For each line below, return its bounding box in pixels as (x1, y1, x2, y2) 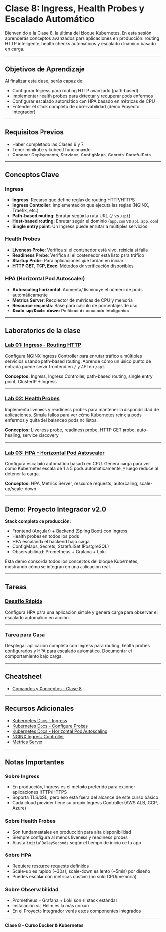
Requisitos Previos (5, 128, 64, 137)
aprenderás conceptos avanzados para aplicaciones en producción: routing (5, 35, 160, 41)
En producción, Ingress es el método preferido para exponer (12, 784, 136, 790)
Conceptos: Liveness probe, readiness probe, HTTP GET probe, (5, 427, 136, 433)
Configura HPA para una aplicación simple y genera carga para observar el (5, 609, 158, 615)
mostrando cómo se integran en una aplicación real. (5, 563, 111, 569)
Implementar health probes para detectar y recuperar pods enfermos (12, 93, 153, 99)
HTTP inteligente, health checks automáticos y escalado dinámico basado (5, 40, 156, 46)
